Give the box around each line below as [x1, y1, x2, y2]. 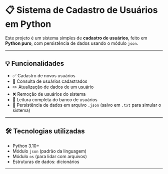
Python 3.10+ [12, 143, 40, 149]
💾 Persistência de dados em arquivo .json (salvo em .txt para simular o [12, 102, 161, 108]
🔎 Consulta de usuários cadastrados [12, 78, 87, 84]
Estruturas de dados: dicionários [12, 159, 79, 165]
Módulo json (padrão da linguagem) [12, 148, 86, 154]
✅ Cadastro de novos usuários [12, 72, 76, 78]
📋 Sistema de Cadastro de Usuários [5, 4, 158, 16]
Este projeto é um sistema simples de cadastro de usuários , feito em [5, 35, 147, 41]
